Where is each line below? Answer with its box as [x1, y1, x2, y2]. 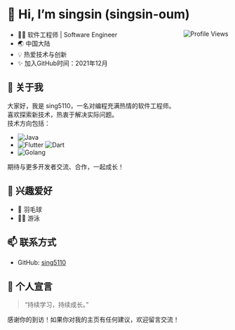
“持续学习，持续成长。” [24, 301, 89, 309]
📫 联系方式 [7, 236, 57, 248]
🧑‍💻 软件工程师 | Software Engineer [17, 30, 118, 39]
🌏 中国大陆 [17, 39, 51, 48]
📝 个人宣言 [7, 280, 53, 292]
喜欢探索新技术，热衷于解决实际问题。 [7, 110, 118, 119]
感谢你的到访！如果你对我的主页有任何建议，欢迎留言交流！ [7, 315, 180, 324]
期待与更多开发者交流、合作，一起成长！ [7, 162, 124, 171]
